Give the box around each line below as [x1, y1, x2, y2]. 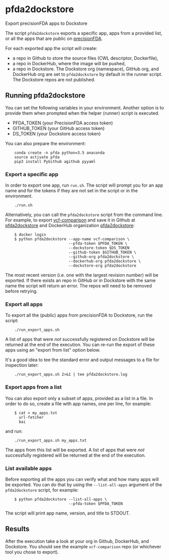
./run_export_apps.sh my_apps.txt [14, 438, 87, 443]
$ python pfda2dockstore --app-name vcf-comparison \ [14, 237, 130, 242]
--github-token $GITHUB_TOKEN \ [68, 250, 137, 255]
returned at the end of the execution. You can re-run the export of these [5, 341, 155, 348]
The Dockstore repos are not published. [12, 76, 96, 82]
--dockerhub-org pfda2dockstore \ [68, 259, 141, 264]
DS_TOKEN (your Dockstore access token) [12, 131, 101, 137]
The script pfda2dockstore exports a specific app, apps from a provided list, [5, 30, 162, 36]
